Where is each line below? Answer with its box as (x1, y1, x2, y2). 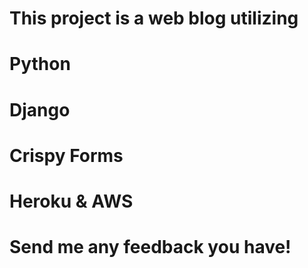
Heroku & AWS (9, 190, 134, 212)
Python (9, 53, 71, 76)
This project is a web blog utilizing (9, 7, 299, 30)
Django (9, 98, 71, 121)
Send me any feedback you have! (9, 236, 292, 259)
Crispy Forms (9, 144, 124, 167)
